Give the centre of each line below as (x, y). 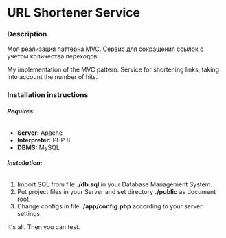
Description (27, 34)
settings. (30, 213)
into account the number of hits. (53, 77)
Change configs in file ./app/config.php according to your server (110, 206)
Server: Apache (40, 133)
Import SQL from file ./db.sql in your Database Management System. (115, 184)
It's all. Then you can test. (44, 227)
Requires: (21, 111)
